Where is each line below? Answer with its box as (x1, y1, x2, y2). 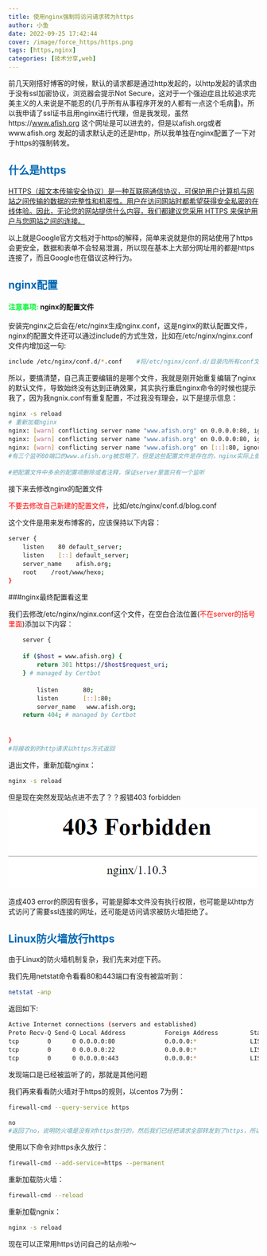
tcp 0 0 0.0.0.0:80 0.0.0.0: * (8, 1037, 197, 1045)
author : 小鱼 (8, 21, 49, 29)
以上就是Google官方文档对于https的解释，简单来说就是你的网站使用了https (8, 233, 253, 242)
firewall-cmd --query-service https (8, 1103, 130, 1111)
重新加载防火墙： (8, 1175, 64, 1184)
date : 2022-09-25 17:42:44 (8, 29, 98, 37)
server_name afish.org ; (22, 560, 112, 568)
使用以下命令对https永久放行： (8, 1142, 109, 1152)
